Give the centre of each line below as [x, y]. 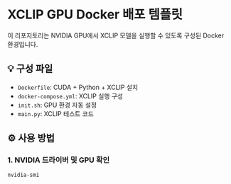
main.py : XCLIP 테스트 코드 [56, 113]
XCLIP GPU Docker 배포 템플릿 [95, 15]
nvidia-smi [23, 175]
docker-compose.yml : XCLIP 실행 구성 [70, 96]
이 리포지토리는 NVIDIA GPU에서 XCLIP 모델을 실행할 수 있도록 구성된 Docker [116, 35]
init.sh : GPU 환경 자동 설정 [57, 105]
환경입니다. [23, 44]
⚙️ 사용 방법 [31, 138]
